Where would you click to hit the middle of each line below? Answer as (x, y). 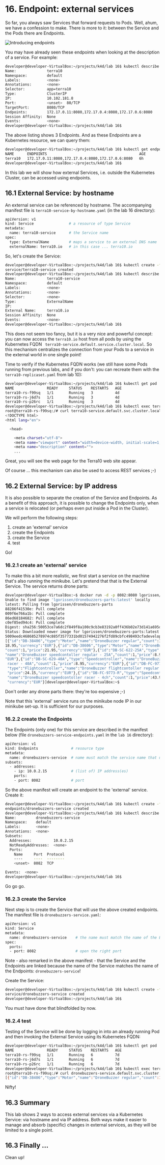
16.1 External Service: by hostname (60, 193)
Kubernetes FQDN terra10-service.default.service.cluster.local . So (79, 344)
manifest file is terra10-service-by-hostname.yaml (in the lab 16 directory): (80, 210)
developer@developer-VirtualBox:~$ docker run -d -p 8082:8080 (71, 596)
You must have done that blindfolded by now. (51, 1008)
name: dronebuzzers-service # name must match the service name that (83, 758)
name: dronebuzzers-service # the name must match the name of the (83, 938)
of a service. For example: (31, 57)
